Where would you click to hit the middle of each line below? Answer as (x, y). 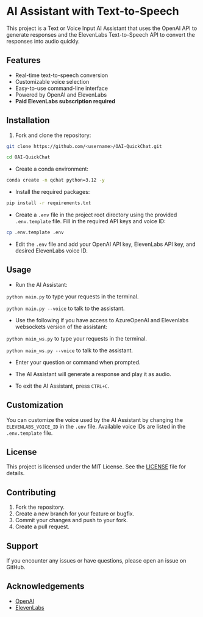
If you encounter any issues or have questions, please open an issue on (96, 560)
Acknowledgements (45, 586)
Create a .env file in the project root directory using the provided (96, 215)
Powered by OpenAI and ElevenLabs (61, 94)
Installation (28, 120)
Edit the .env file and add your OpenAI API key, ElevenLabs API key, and (105, 244)
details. (16, 473)
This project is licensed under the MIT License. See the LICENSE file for (96, 467)
